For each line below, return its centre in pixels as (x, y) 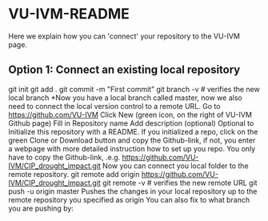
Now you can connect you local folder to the (176, 166)
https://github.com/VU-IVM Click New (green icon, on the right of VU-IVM (130, 115)
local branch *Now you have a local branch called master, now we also (125, 98)
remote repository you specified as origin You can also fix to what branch (129, 199)
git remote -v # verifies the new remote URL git (180, 183)
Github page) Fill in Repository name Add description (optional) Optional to (131, 123)
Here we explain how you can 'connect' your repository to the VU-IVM (124, 36)
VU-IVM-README (69, 14)
